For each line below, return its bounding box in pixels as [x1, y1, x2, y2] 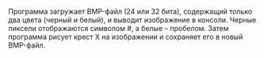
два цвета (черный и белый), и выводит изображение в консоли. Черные [8, 15, 257, 25]
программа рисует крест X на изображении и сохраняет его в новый [8, 32, 243, 41]
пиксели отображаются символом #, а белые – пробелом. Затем [8, 24, 229, 33]
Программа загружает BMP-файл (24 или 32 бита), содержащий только [8, 7, 253, 16]
